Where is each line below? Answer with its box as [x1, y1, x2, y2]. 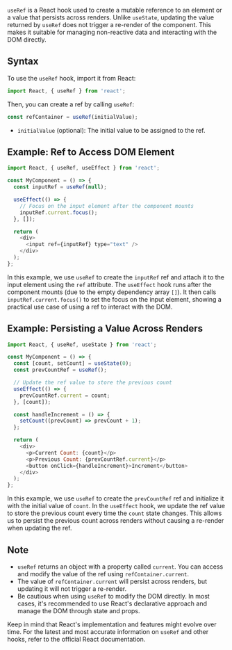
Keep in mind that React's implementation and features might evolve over [7, 620, 217, 628]
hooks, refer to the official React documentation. [7, 635, 146, 643]
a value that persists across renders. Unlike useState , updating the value [7, 13, 214, 22]
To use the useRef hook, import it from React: [7, 74, 136, 82]
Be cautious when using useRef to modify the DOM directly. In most [17, 592, 210, 600]
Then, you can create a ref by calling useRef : [7, 100, 135, 108]
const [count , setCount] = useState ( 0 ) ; [13, 360, 132, 367]
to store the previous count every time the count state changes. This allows [7, 509, 222, 517]
